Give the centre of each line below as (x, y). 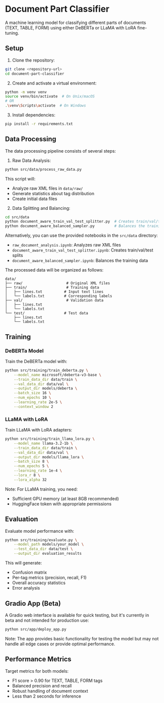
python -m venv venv (26, 92)
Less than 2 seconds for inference (47, 696)
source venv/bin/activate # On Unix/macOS (50, 96)
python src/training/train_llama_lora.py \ (50, 439)
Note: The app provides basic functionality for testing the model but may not (82, 638)
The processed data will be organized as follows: (54, 270)
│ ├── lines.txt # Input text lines (54, 292)
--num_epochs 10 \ (32, 398)
